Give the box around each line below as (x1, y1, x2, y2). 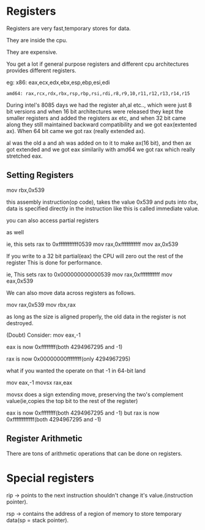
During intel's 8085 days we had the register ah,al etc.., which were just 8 (6, 101, 192, 109)
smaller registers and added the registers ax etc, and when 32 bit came (6, 114, 187, 121)
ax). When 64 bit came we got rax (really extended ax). (6, 127, 146, 134)
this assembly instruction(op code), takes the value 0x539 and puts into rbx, (6, 198, 199, 205)
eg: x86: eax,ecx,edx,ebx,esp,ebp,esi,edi (6, 79, 110, 86)
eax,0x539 (6, 277, 34, 285)
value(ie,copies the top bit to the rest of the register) (6, 397, 138, 404)
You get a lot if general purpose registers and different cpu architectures (6, 60, 189, 67)
